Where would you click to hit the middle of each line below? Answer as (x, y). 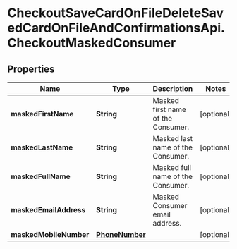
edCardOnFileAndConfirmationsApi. (116, 28)
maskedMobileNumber (50, 235)
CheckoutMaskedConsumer (92, 43)
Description (173, 89)
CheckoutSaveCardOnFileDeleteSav (116, 13)
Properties (31, 69)
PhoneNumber (121, 235)
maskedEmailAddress (48, 210)
